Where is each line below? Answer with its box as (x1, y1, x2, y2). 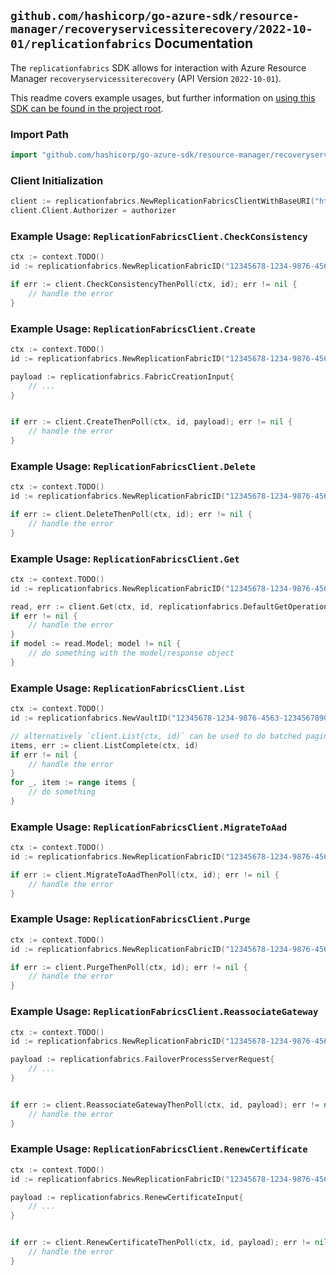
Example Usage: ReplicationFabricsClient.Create (10, 321, 256, 335)
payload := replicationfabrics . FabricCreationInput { (10, 371, 235, 382)
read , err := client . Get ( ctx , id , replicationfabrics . (10, 601, 244, 612)
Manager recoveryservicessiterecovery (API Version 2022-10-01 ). (10, 72, 282, 84)
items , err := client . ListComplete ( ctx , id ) (10, 740, 199, 750)
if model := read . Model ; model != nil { (10, 639, 182, 649)
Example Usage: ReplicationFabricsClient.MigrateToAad (10, 820, 288, 834)
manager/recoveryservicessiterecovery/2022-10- (10, 22, 313, 37)
